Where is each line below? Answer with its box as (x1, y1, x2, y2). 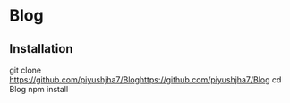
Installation (9, 41, 73, 56)
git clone (9, 64, 42, 75)
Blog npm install (9, 84, 69, 94)
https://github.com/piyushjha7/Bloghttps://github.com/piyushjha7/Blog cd (9, 74, 282, 85)
